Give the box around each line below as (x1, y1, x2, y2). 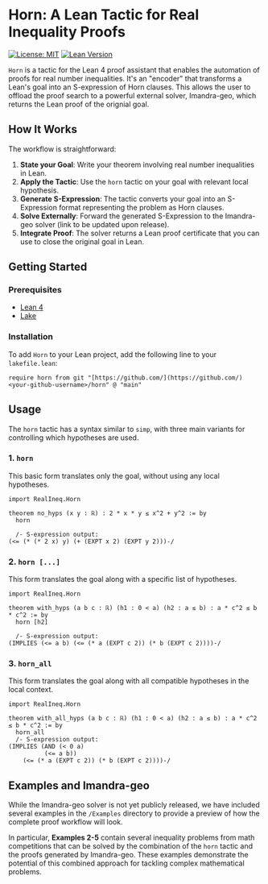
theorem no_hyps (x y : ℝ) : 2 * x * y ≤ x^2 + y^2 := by (8, 509, 207, 517)
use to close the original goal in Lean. (19, 236, 145, 247)
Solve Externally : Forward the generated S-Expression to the (19, 211, 224, 221)
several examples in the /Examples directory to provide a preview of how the (8, 808, 260, 819)
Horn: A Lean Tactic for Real (8, 6, 200, 24)
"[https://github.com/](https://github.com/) (87, 373, 243, 382)
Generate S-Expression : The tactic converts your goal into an (19, 193, 226, 203)
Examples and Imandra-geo (8, 778, 150, 792)
